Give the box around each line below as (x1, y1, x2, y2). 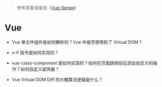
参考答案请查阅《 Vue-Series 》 (16, 5, 77, 10)
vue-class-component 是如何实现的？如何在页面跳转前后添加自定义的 (11, 60, 153, 66)
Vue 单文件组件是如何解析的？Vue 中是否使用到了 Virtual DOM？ (11, 39, 143, 45)
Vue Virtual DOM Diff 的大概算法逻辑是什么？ (11, 76, 103, 83)
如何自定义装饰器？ (20, 66, 60, 72)
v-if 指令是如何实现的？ (11, 49, 60, 56)
